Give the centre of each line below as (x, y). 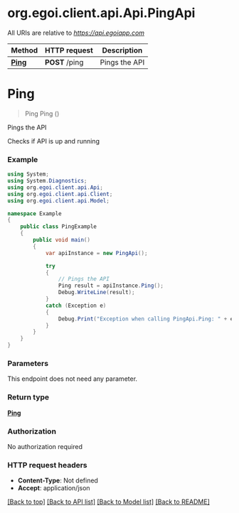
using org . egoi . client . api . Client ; (60, 194)
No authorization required (45, 446)
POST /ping (64, 62)
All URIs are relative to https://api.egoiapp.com (76, 33)
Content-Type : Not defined (58, 480)
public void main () (62, 240)
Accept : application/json (54, 488)
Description (122, 50)
